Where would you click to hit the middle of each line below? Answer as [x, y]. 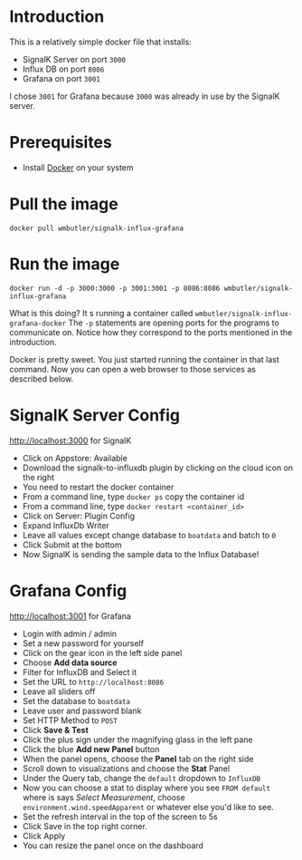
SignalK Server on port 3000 [74, 59]
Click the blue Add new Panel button [91, 749]
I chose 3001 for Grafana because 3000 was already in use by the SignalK [145, 96]
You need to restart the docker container [98, 487]
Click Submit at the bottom [72, 545]
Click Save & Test [55, 730]
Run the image [65, 264]
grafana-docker [38, 324]
